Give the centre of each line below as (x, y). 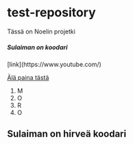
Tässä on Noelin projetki (41, 31)
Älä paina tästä (28, 77)
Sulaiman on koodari (37, 47)
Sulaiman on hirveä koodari (67, 134)
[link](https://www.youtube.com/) (54, 64)
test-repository (51, 13)
